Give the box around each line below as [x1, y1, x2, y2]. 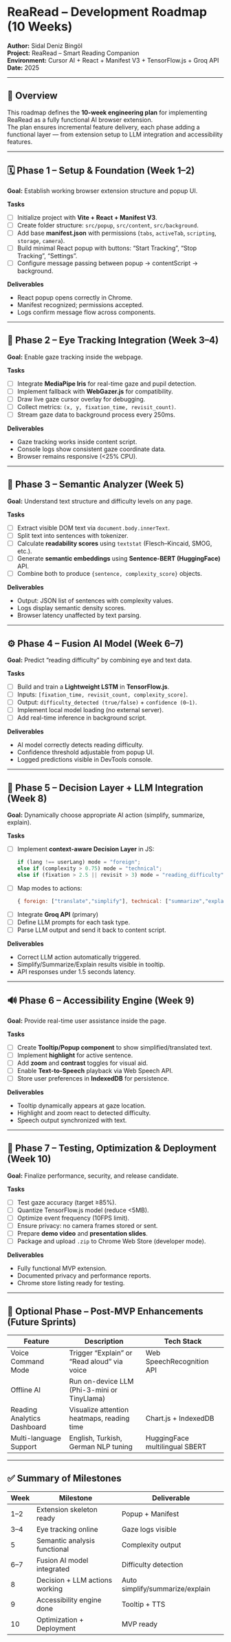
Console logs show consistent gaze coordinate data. [16, 445, 166, 453]
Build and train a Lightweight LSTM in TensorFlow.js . [16, 683, 170, 691]
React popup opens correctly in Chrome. [16, 293, 133, 302]
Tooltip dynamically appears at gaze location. [16, 1101, 146, 1110]
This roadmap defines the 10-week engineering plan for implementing [7, 108, 208, 116]
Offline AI [10, 1385, 41, 1395]
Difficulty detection [121, 1559, 184, 1569]
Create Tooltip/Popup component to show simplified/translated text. [16, 1043, 212, 1051]
